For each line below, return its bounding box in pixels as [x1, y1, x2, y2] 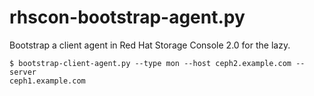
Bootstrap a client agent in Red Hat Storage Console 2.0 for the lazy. [9, 39, 291, 51]
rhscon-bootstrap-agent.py [9, 6, 246, 29]
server [9, 67, 37, 77]
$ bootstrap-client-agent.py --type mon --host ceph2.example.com [9, 58, 292, 68]
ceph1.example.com [9, 76, 86, 86]
